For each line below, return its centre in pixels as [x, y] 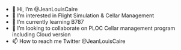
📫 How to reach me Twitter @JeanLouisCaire [69, 41]
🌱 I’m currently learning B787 [48, 22]
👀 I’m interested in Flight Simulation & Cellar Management [83, 15]
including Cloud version [41, 35]
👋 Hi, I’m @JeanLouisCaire [45, 9]
